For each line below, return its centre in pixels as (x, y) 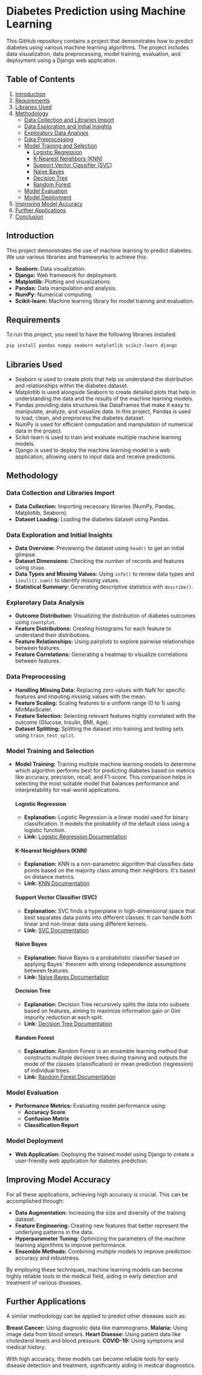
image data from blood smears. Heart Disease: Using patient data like (93, 1334)
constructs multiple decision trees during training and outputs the (106, 1057)
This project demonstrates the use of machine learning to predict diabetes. (99, 250)
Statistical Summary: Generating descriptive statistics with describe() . (104, 587)
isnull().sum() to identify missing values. (67, 581)
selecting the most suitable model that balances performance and (97, 783)
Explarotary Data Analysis (45, 602)
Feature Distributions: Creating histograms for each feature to (93, 629)
